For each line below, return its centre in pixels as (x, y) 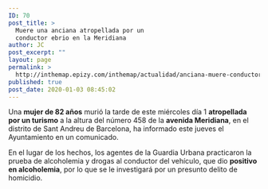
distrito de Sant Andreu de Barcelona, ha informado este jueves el (116, 129)
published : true (35, 82)
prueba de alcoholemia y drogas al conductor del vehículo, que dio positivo (133, 161)
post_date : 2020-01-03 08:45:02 (62, 89)
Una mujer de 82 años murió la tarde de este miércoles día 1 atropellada (128, 112)
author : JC (26, 45)
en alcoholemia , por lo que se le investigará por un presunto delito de (123, 170)
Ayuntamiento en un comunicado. (63, 137)
